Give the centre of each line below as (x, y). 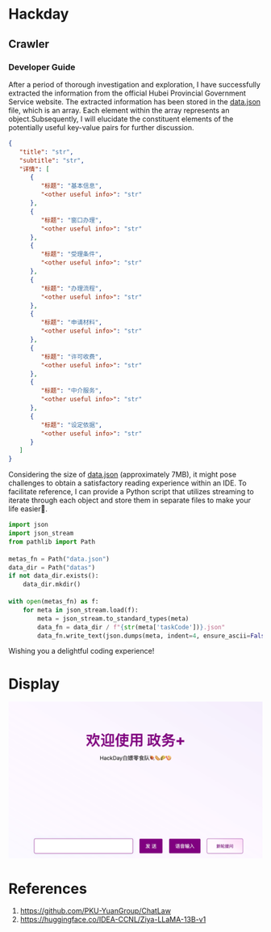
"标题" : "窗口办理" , (71, 220)
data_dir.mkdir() (52, 585)
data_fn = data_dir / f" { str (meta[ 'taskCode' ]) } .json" (131, 627)
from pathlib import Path (52, 542)
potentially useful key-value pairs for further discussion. (101, 127)
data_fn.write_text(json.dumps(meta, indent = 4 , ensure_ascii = (144, 636)
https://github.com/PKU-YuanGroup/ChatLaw (96, 911)
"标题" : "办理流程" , (71, 288)
